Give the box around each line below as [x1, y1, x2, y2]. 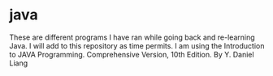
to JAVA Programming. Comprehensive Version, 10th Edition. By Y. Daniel [9, 49, 254, 59]
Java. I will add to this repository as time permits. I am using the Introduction [9, 40, 265, 50]
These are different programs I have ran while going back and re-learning [9, 32, 255, 42]
